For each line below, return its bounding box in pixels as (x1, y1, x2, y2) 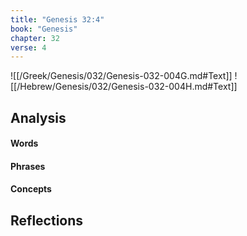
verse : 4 (10, 42, 47, 53)
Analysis (10, 109, 67, 126)
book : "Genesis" (10, 24, 78, 34)
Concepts (10, 183, 52, 195)
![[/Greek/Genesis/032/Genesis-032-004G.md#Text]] (10, 70, 233, 82)
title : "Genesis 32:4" (10, 14, 105, 25)
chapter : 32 (10, 33, 60, 43)
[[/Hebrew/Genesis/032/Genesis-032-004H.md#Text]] (10, 81, 238, 93)
